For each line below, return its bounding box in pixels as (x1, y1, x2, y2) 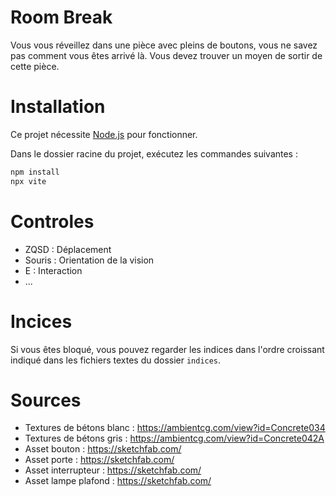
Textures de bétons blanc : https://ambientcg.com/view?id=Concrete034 (24, 422, 326, 434)
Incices (10, 310, 73, 333)
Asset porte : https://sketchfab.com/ (24, 454, 175, 466)
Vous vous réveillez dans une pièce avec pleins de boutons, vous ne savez (10, 39, 318, 51)
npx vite (10, 176, 47, 186)
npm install (10, 167, 60, 177)
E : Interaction (24, 264, 83, 276)
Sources (10, 389, 82, 411)
